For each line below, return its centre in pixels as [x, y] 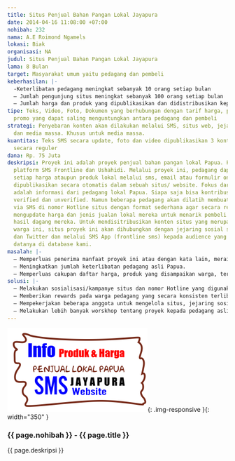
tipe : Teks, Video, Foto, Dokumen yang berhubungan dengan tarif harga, [115, 111]
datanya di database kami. [53, 244]
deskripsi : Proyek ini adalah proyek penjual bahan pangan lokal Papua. [115, 163]
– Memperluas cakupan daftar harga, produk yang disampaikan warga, [115, 274]
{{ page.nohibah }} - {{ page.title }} [68, 435]
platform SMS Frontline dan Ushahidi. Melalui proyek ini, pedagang [115, 171]
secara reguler [36, 148]
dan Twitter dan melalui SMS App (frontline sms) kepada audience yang [120, 237]
